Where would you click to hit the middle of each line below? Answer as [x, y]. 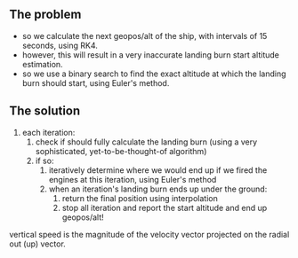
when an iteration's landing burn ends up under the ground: [158, 189]
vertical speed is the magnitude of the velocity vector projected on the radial [149, 234]
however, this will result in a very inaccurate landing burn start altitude [151, 55]
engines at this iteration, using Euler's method [133, 179]
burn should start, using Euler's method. [96, 82]
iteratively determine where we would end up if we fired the [158, 170]
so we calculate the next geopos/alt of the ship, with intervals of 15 [145, 35]
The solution [45, 111]
